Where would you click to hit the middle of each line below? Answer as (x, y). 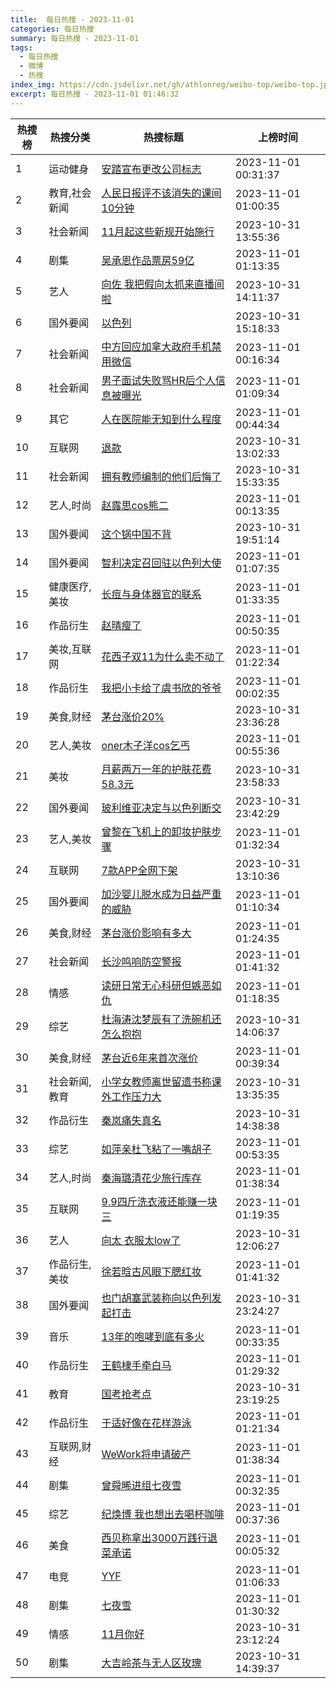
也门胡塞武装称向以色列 (156, 1298)
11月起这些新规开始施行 (158, 231)
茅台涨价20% (133, 716)
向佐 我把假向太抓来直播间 (163, 284)
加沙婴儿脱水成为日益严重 (161, 894)
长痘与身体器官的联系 (151, 594)
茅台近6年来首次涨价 (149, 1058)
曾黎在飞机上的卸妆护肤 (156, 831)
